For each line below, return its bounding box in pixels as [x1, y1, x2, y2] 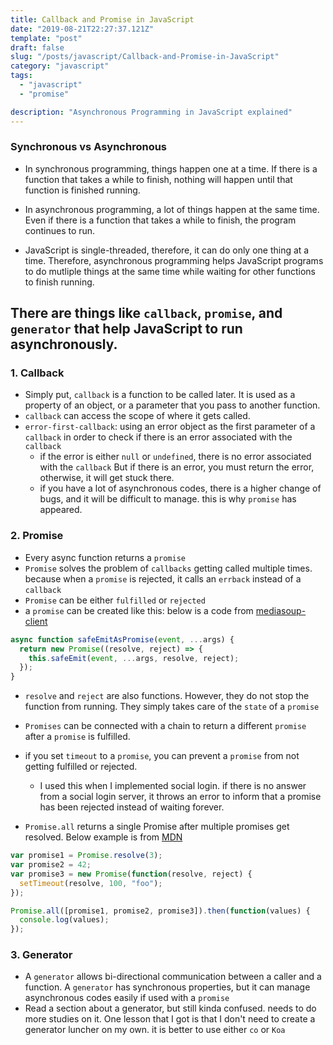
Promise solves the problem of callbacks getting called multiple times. [24, 562, 313, 574]
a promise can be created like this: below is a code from [24, 604, 254, 616]
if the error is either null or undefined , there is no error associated [39, 451, 312, 463]
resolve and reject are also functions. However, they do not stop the [24, 690, 310, 702]
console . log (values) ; [19, 915, 110, 925]
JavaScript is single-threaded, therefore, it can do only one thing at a [24, 244, 310, 256]
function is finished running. [24, 184, 141, 196]
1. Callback [10, 366, 65, 380]
